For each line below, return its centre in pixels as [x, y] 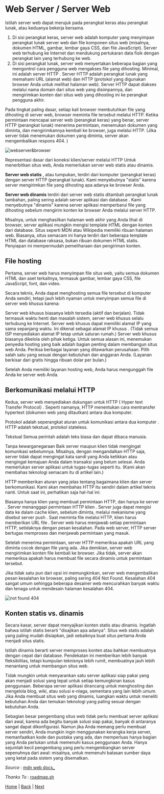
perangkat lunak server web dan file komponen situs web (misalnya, [81, 42]
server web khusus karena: [33, 303]
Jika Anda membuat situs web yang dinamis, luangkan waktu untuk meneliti [82, 696]
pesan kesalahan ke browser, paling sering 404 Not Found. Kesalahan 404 [80, 578]
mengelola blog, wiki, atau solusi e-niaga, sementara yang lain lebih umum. [81, 691]
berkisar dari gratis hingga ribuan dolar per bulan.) [56, 360]
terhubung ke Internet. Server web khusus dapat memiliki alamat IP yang [78, 323]
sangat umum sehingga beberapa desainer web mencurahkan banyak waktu [82, 583]
